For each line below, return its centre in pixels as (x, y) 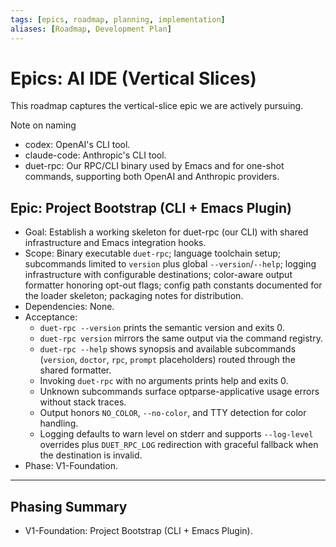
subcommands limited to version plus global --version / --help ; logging (170, 264)
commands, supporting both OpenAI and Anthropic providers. (152, 177)
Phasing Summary (69, 506)
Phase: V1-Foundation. (71, 466)
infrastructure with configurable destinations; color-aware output (158, 275)
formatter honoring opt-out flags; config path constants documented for (173, 285)
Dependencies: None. (69, 307)
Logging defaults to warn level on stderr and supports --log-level (176, 434)
